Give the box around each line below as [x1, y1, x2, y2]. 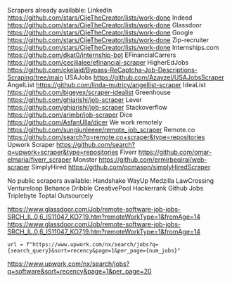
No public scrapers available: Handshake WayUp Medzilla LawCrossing [7, 177, 214, 185]
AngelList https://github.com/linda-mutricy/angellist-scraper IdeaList [7, 81, 206, 89]
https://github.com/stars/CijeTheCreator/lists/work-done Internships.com [7, 44, 219, 51]
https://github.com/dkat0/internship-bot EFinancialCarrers [7, 51, 176, 59]
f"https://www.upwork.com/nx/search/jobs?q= [25, 241, 159, 248]
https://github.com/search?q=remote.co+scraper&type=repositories [7, 133, 205, 141]
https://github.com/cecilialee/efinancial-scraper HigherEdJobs [7, 58, 189, 66]
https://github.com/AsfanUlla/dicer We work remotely [7, 118, 162, 126]
